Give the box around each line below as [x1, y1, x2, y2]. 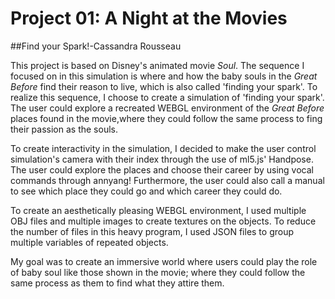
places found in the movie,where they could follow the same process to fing [10, 112, 323, 124]
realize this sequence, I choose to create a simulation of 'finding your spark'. [10, 91, 325, 103]
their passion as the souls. [10, 123, 118, 135]
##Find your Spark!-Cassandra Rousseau [10, 40, 182, 52]
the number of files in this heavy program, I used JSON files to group [10, 225, 295, 237]
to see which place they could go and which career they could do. [10, 185, 283, 197]
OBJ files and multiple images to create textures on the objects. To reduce [10, 215, 317, 227]
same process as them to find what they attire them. [10, 277, 225, 289]
